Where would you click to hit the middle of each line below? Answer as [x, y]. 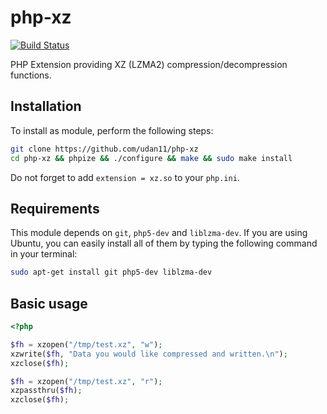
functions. [31, 75]
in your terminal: [44, 254]
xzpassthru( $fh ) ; [46, 391]
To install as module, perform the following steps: [112, 130]
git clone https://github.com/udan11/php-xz [104, 149]
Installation [46, 106]
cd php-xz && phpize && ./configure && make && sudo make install [151, 158]
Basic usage [49, 303]
